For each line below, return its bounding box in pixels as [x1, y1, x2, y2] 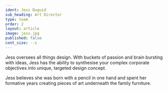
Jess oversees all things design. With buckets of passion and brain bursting [5, 54, 163, 60]
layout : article [5, 26, 39, 31]
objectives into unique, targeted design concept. [5, 65, 106, 71]
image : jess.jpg [5, 31, 39, 36]
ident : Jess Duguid [5, 7, 47, 13]
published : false [5, 36, 42, 41]
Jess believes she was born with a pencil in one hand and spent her [5, 74, 147, 81]
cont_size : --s [5, 40, 37, 45]
